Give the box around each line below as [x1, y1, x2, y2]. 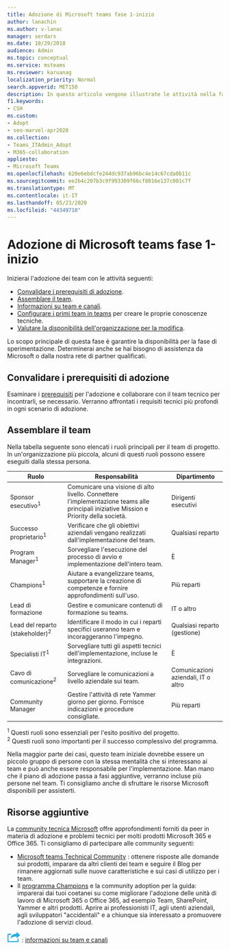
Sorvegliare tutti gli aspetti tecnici [67, 642, 162, 650]
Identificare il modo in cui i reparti [67, 618, 162, 626]
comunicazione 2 [10, 676, 57, 686]
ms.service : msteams [7, 62, 66, 69]
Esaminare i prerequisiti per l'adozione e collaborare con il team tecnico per [7, 390, 220, 398]
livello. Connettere [67, 489, 118, 498]
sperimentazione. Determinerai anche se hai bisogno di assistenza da [7, 345, 203, 353]
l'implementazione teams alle [67, 497, 150, 505]
